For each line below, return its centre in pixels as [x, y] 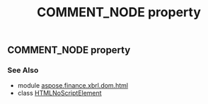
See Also [23, 70]
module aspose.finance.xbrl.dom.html [73, 86]
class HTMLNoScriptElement [59, 93]
